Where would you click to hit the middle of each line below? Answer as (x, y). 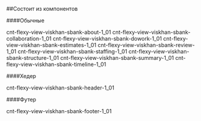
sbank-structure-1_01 (33, 58)
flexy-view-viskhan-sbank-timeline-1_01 (56, 64)
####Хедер (21, 76)
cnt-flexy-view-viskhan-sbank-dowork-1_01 (108, 38)
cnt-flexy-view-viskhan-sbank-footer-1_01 (59, 111)
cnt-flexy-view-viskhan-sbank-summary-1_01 (117, 58)
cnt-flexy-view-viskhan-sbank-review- (146, 45)
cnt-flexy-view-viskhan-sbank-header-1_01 (60, 88)
